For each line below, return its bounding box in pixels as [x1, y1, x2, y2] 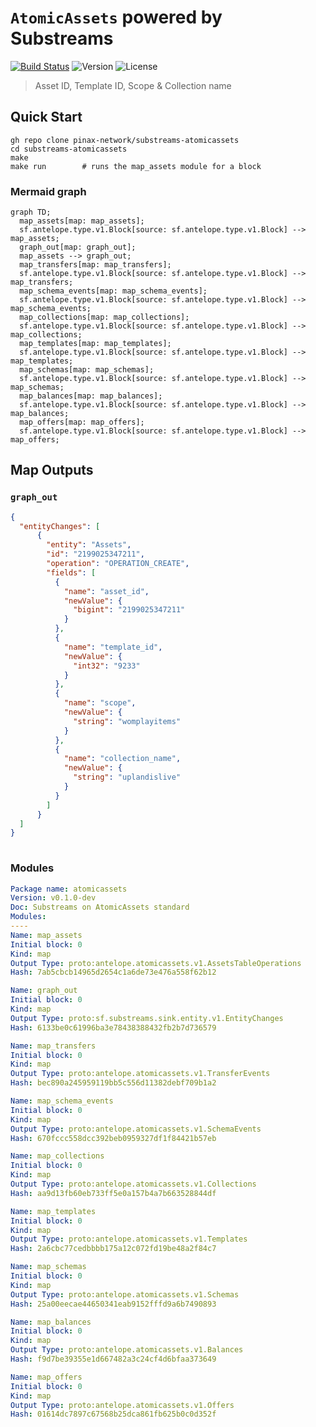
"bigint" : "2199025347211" [73, 605, 186, 615]
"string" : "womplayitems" [73, 716, 182, 726]
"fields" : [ [46, 567, 97, 578]
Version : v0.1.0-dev [10, 893, 97, 903]
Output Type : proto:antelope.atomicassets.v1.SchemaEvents [10, 1124, 262, 1134]
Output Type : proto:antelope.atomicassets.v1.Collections [10, 1179, 257, 1190]
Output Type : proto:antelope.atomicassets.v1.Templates [10, 1234, 248, 1245]
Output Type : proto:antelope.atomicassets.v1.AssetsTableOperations [10, 958, 302, 968]
